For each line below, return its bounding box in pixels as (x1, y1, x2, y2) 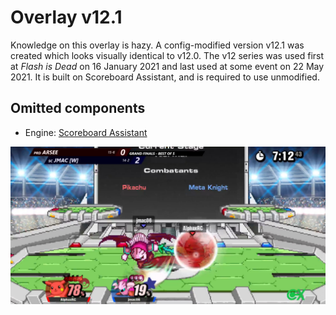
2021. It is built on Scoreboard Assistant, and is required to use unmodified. (10, 71, 320, 83)
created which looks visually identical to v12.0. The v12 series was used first (10, 49, 325, 61)
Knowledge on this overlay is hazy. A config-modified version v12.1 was (10, 39, 305, 51)
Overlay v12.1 (10, 6, 123, 29)
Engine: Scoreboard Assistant (24, 126, 148, 138)
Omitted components (10, 100, 146, 117)
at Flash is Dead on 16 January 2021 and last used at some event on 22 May (10, 60, 325, 72)
